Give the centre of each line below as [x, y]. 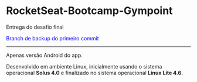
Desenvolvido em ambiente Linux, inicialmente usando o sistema [84, 66]
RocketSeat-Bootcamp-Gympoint [89, 11]
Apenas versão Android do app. [45, 55]
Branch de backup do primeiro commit [52, 38]
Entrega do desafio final [35, 27]
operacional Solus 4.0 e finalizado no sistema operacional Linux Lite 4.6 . [94, 73]
